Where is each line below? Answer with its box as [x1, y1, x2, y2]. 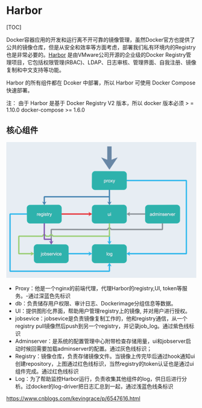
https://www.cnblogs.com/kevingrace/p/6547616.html [6, 395, 140, 402]
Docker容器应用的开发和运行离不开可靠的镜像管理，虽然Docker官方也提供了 [6, 36, 195, 43]
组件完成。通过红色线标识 [14, 368, 79, 375]
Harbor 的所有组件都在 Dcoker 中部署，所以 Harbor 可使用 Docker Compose [6, 79, 196, 86]
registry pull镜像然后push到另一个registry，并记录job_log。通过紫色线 [14, 322, 189, 330]
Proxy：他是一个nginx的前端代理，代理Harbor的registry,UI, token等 [14, 284, 183, 292]
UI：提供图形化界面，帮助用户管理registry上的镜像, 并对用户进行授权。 [14, 307, 191, 314]
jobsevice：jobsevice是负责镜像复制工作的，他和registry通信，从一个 [14, 314, 188, 322]
